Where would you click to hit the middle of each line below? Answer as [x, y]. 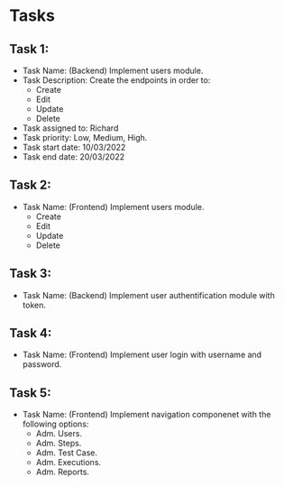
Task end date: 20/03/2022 [73, 157]
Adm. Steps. [59, 444]
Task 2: [30, 185]
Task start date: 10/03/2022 [74, 147]
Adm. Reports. [63, 472]
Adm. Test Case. [66, 453]
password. [42, 364]
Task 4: [31, 333]
